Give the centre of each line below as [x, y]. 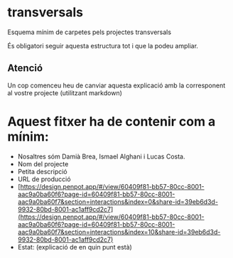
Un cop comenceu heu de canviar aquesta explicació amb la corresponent [116, 85]
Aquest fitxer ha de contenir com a [112, 121]
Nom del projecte [43, 163]
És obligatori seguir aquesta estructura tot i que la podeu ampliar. [103, 45]
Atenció [25, 68]
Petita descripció [42, 171]
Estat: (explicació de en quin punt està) [75, 247]
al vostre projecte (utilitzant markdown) [65, 92]
